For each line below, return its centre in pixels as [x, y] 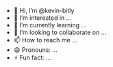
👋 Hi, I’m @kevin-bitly [44, 11]
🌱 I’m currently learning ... [50, 25]
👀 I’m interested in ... [42, 18]
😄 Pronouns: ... [36, 50]
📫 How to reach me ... [45, 40]
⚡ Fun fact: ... [32, 57]
